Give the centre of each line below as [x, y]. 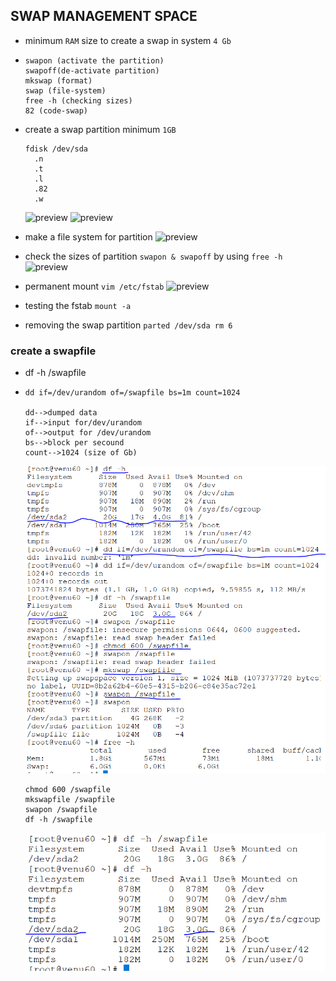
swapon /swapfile [61, 809]
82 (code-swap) [56, 110]
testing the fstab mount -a [78, 305]
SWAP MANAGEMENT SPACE [104, 16]
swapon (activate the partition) [94, 60]
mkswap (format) [58, 80]
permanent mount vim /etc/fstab [94, 286]
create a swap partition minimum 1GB [100, 129]
